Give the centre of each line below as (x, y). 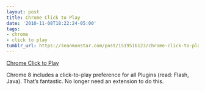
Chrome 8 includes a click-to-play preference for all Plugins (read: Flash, (98, 75)
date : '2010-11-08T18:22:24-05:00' (52, 23)
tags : (13, 29)
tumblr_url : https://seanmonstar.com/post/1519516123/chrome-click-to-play (105, 46)
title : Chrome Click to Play (43, 18)
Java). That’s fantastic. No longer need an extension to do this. (85, 81)
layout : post (23, 12)
